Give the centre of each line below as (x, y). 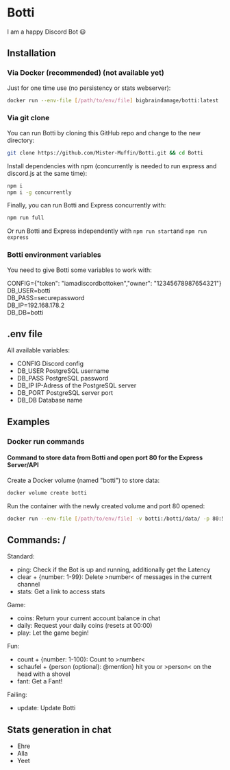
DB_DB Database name (50, 400)
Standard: (21, 556)
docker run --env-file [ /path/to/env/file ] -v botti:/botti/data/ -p (108, 519)
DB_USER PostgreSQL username (63, 371)
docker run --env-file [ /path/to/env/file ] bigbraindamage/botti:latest (113, 100)
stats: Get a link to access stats (61, 591)
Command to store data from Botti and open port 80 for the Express (105, 457)
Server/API (23, 465)
